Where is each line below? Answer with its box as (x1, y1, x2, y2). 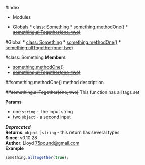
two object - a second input (12, 114, 71, 120)
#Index (5, 5, 20, 10)
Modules (12, 14, 31, 20)
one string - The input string (12, 109, 73, 114)
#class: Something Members (5, 54, 66, 60)
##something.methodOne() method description (5, 79, 104, 85)
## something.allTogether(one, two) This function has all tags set (5, 89, 140, 95)
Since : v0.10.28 (5, 135, 37, 141)
